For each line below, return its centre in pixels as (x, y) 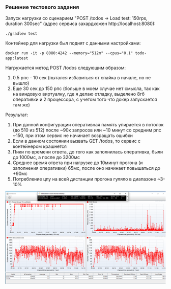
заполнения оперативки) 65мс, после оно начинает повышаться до (86, 168)
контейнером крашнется (40, 146)
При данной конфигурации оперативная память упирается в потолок (88, 125)
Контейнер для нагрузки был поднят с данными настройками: (73, 43)
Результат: (17, 115)
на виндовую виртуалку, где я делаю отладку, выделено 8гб (79, 94)
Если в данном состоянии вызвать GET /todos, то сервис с (77, 141)
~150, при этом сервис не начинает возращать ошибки (73, 136)
